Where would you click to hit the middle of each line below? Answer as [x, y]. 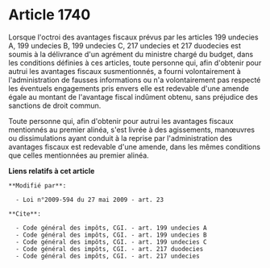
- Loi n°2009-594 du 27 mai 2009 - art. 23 [89, 200]
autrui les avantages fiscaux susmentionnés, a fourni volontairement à [125, 71]
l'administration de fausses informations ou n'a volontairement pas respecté [135, 80]
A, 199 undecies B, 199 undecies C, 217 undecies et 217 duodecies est [125, 45]
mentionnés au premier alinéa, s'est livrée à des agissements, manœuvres [132, 130]
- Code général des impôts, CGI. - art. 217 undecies [108, 256]
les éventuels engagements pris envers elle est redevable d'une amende [129, 88]
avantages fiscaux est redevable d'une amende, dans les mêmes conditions [134, 146]
